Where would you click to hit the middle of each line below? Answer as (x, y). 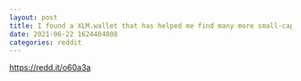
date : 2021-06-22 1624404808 (64, 34)
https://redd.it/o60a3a (50, 68)
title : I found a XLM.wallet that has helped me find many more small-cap (152, 26)
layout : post (34, 17)
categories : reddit (46, 42)
